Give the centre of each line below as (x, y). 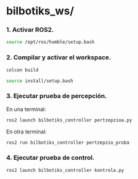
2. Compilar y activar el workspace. (59, 57)
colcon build (22, 70)
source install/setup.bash (40, 81)
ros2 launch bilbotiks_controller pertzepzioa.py (69, 120)
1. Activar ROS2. (30, 30)
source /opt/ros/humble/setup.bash (50, 42)
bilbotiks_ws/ (40, 11)
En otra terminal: (26, 131)
